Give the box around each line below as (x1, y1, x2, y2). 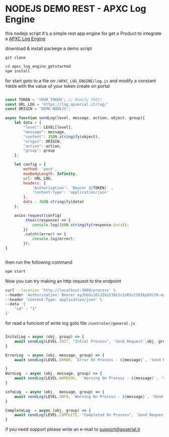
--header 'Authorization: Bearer (5, 292, 75, 297)
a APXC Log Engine (5, 36, 46, 42)
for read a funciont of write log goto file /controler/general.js (5, 320, 135, 326)
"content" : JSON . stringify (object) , (23, 134, 100, 139)
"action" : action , (23, 144, 62, 149)
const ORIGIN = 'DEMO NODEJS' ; (5, 106, 71, 112)
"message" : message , (23, 129, 66, 135)
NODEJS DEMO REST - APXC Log (5, 3, 146, 15)
